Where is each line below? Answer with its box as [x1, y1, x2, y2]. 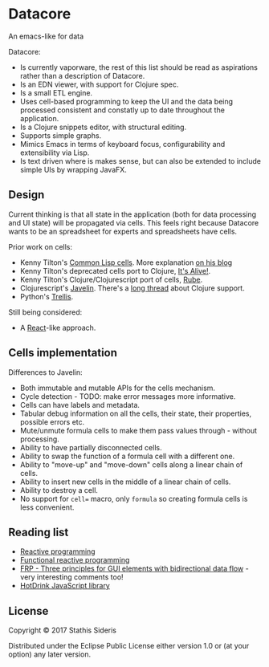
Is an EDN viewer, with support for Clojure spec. [19, 79, 179, 89]
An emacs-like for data [8, 31, 84, 41]
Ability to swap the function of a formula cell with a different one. [19, 451, 235, 461]
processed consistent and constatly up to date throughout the [19, 105, 225, 115]
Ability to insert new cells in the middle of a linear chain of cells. [19, 477, 231, 486]
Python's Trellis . [19, 291, 74, 301]
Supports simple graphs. [19, 130, 102, 140]
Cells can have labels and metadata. [19, 400, 141, 409]
